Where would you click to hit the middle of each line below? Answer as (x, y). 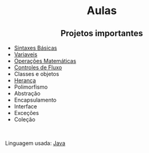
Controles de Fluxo (38, 67)
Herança (25, 80)
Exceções (26, 113)
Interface (25, 106)
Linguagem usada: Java (35, 143)
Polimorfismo (31, 87)
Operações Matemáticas (45, 61)
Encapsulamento (35, 100)
